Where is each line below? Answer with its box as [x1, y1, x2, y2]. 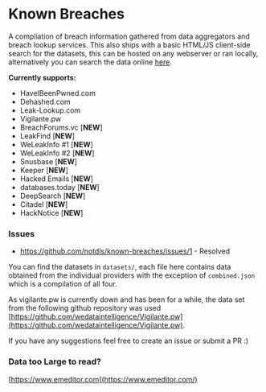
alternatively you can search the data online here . [8, 57, 173, 67]
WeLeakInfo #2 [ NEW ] [19, 148, 95, 158]
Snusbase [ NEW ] [19, 156, 78, 166]
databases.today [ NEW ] [19, 182, 100, 192]
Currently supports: [8, 72, 76, 82]
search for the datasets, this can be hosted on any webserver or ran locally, [8, 48, 259, 58]
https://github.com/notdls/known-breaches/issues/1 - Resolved [19, 246, 231, 256]
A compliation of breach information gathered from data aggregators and [8, 31, 251, 41]
